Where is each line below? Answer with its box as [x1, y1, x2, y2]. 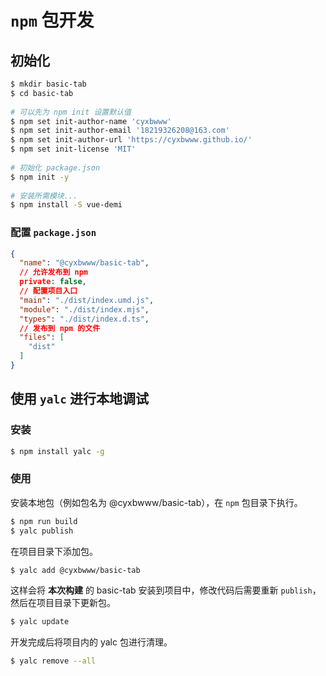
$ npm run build [10, 516, 78, 526]
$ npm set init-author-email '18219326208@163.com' [10, 126, 230, 136]
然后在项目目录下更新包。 [10, 597, 116, 609]
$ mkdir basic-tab [10, 79, 87, 89]
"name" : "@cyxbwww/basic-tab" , [19, 258, 150, 268]
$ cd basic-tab [10, 88, 74, 98]
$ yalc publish [10, 526, 74, 536]
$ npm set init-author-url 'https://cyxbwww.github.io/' [10, 135, 253, 145]
